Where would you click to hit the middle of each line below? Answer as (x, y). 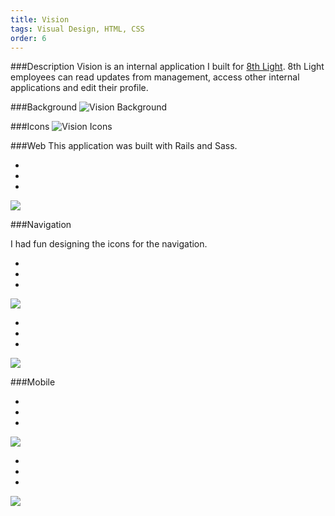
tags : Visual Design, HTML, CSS (77, 29)
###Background (44, 107)
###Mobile (33, 382)
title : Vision (40, 19)
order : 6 (28, 38)
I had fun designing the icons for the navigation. (109, 244)
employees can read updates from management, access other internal (155, 77)
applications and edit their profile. (79, 88)
